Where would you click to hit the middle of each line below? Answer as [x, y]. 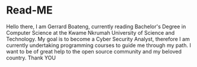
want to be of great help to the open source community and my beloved [94, 51]
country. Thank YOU [31, 58]
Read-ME [30, 10]
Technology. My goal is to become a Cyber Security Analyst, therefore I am [98, 39]
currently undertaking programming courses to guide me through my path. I [99, 45]
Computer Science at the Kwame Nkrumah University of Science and [90, 32]
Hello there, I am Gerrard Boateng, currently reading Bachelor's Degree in [96, 26]
